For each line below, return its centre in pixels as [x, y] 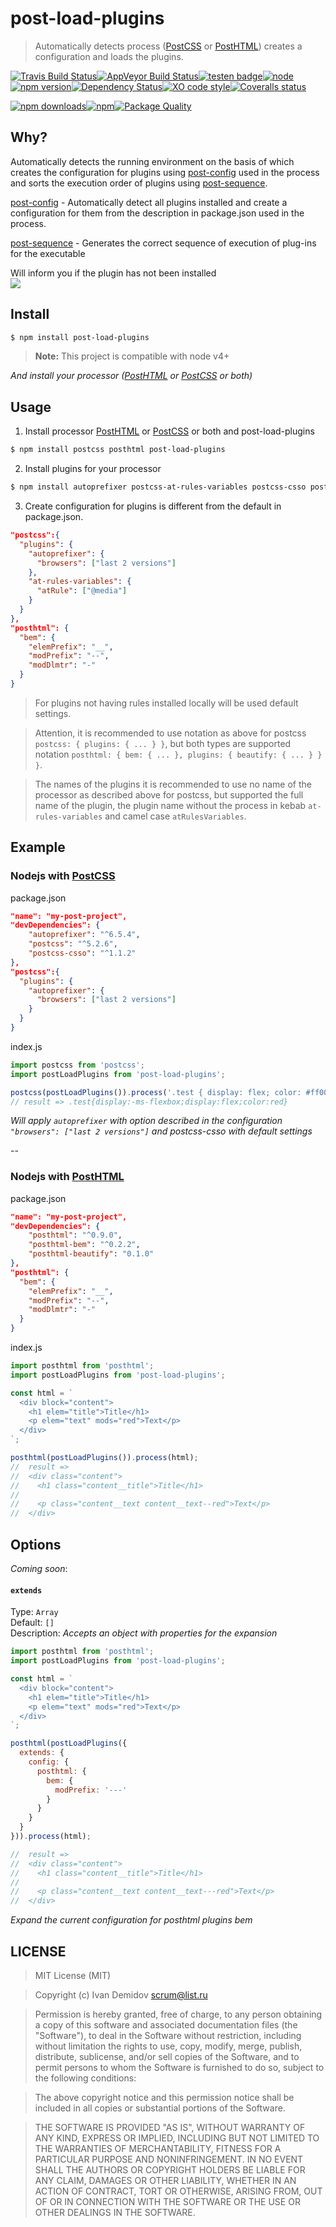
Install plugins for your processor [93, 469]
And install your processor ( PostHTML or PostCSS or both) [131, 376]
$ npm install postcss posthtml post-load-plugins [118, 450]
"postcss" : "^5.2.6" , [73, 944]
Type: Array [34, 1612]
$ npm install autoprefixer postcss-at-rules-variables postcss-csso [158, 487]
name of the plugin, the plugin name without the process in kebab [170, 805]
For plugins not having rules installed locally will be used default [166, 703]
